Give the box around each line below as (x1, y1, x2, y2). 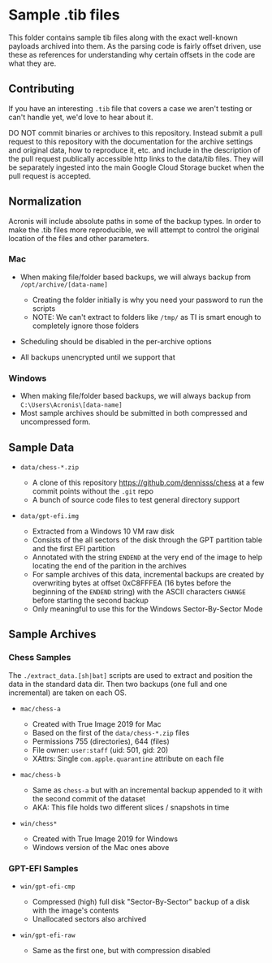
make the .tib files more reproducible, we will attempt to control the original (8, 225, 260, 235)
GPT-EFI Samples (8, 862, 79, 874)
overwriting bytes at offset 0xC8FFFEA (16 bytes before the (32, 578, 231, 588)
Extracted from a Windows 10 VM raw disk (32, 526, 175, 536)
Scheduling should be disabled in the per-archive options (19, 336, 213, 346)
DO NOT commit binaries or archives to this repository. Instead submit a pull (8, 127, 263, 137)
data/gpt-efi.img (19, 512, 80, 520)
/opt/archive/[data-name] (19, 280, 108, 289)
